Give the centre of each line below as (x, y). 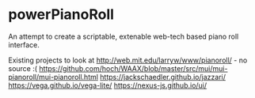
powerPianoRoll (61, 15)
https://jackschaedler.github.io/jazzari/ (163, 77)
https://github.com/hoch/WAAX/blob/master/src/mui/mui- (133, 68)
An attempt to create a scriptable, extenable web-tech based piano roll (124, 36)
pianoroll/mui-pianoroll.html (53, 77)
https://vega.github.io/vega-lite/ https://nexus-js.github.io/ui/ (108, 85)
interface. (24, 44)
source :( (23, 68)
